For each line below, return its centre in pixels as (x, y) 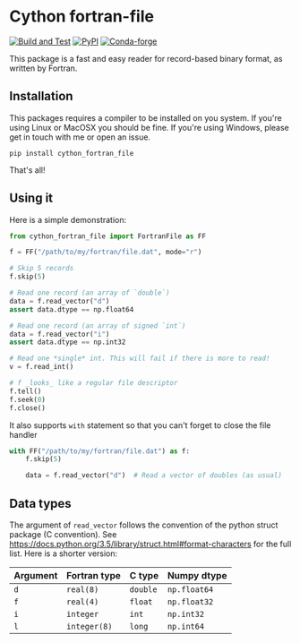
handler (23, 434)
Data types (40, 503)
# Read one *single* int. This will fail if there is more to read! (140, 359)
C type (144, 575)
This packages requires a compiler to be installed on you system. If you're (146, 117)
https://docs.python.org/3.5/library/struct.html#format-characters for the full (150, 544)
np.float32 (190, 602)
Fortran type (94, 575)
